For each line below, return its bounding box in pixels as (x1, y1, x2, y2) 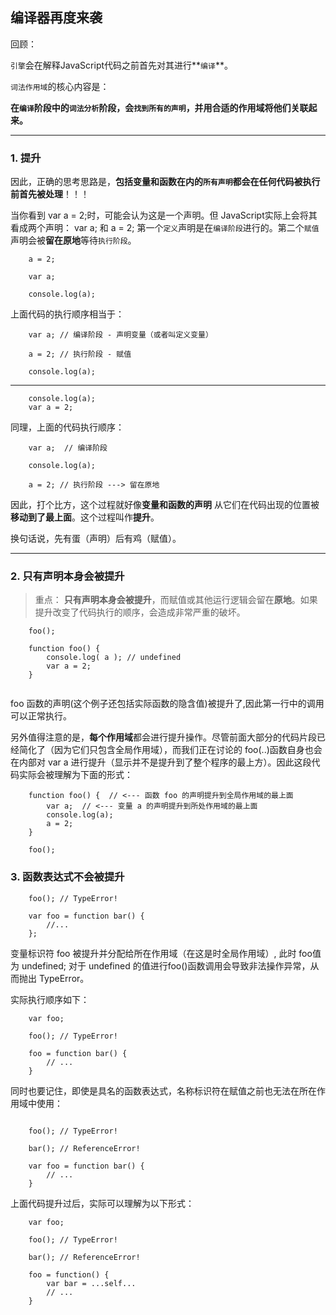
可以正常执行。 (10, 710, 72, 722)
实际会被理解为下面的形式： (18, 769, 133, 781)
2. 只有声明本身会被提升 (10, 569, 125, 583)
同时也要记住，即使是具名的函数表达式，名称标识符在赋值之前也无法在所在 (10, 1084, 317, 1097)
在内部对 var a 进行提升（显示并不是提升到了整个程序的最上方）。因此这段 (10, 756, 312, 768)
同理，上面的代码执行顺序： (10, 421, 125, 433)
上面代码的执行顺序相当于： (10, 308, 125, 320)
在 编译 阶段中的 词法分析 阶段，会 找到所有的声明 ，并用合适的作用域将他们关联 (10, 101, 309, 113)
